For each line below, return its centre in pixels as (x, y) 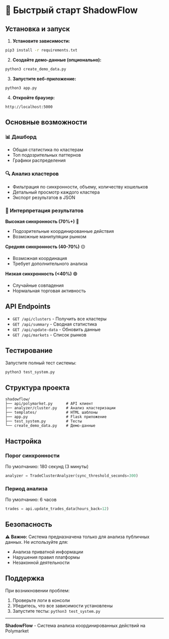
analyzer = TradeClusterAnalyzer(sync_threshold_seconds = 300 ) (72, 476)
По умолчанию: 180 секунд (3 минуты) (47, 466)
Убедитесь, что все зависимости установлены (63, 605)
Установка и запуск (38, 29)
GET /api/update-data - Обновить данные (57, 329)
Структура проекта (37, 388)
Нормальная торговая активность (49, 291)
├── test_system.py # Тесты (44, 421)
